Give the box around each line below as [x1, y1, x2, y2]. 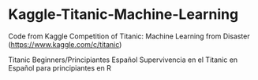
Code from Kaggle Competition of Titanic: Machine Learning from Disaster [8, 31, 250, 41]
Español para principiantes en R [8, 63, 112, 72]
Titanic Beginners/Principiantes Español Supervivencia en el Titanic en [8, 55, 238, 64]
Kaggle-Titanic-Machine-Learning [8, 5, 239, 24]
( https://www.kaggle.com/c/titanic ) [8, 39, 122, 49]
